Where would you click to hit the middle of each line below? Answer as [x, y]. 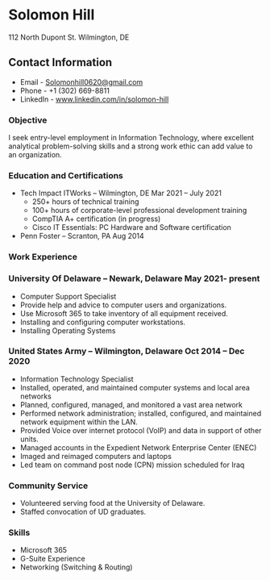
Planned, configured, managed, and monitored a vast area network [131, 404]
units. [29, 439]
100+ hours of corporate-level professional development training [139, 211]
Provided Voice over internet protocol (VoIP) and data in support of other [141, 430]
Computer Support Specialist [68, 296]
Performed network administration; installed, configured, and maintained [141, 413]
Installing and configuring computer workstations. [103, 322]
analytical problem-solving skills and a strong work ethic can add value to [131, 146]
